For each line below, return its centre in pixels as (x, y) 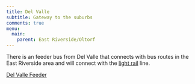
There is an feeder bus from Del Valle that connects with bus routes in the (97, 57)
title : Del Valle (28, 12)
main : (19, 34)
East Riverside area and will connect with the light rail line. (78, 63)
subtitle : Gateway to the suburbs (50, 17)
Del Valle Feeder (26, 75)
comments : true (25, 23)
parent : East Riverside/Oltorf (56, 40)
